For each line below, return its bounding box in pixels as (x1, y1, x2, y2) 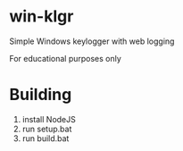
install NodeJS (21, 113, 76, 124)
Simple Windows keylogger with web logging (9, 36, 175, 46)
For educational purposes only (9, 53, 122, 63)
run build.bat (21, 132, 70, 144)
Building (9, 85, 72, 105)
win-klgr (9, 6, 74, 27)
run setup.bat (21, 123, 72, 134)
